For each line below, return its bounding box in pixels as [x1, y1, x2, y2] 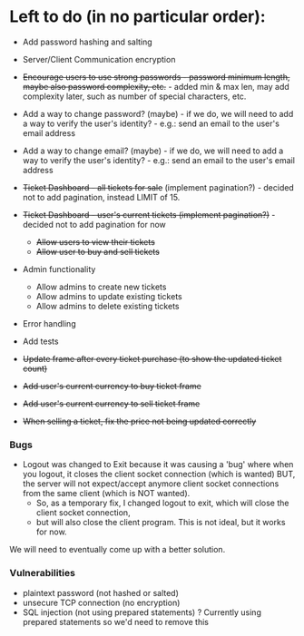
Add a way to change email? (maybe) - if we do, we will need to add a [22, 145, 284, 156]
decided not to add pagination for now [22, 219, 166, 230]
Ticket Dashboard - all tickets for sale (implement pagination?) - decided [22, 181, 295, 192]
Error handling [22, 318, 76, 328]
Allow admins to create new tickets [35, 281, 167, 292]
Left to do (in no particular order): [9, 6, 266, 27]
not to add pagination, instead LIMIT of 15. [22, 191, 181, 202]
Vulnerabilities [9, 567, 75, 580]
